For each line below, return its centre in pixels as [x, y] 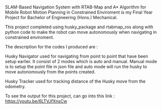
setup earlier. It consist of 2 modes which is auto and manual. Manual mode [81, 61]
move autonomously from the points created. [50, 72]
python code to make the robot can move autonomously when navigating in [81, 32]
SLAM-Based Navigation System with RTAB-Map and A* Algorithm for [76, 7]
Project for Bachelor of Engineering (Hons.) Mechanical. [61, 17]
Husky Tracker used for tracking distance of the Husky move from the [75, 81]
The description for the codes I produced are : [51, 47]
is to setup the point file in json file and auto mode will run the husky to [76, 66]
